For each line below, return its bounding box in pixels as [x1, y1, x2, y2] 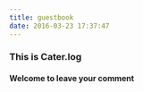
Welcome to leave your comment [9, 73, 135, 84]
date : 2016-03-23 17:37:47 [9, 21, 110, 30]
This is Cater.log [9, 51, 82, 63]
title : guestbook [9, 13, 74, 22]
